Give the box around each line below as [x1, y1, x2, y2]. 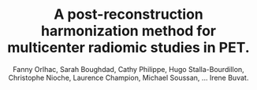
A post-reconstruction [54, 5, 203, 23]
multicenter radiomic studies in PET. [7, 39, 250, 56]
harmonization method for [40, 22, 217, 40]
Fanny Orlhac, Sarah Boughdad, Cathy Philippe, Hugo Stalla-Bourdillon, [13, 64, 244, 74]
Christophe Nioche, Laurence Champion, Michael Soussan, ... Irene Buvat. [8, 73, 249, 82]
